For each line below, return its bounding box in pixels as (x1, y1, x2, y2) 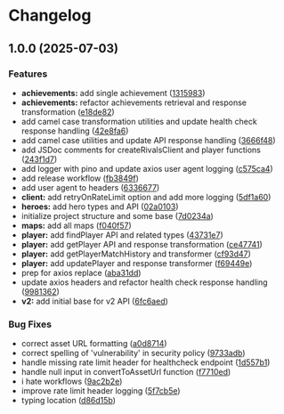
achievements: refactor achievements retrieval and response (20, 97, 247, 108)
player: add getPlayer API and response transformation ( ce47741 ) (20, 239, 264, 249)
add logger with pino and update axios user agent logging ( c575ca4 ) (20, 163, 273, 174)
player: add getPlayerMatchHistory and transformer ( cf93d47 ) (20, 248, 251, 259)
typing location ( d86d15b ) (20, 395, 117, 406)
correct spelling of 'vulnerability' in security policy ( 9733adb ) (20, 348, 246, 359)
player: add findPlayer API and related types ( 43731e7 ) (20, 229, 223, 240)
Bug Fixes (8, 318, 53, 330)
